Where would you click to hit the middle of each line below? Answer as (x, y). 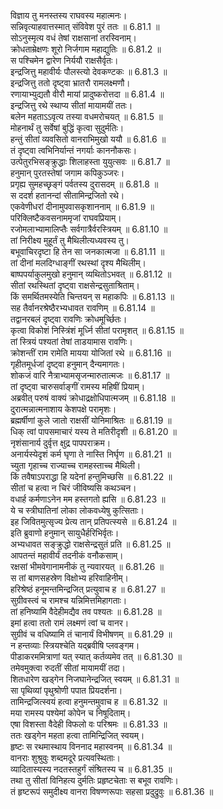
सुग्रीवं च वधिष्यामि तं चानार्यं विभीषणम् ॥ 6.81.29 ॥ (91, 634)
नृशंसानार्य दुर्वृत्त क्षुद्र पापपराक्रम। (61, 443)
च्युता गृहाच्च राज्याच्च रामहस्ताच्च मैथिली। (76, 465)
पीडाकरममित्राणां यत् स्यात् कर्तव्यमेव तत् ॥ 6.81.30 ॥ (96, 656)
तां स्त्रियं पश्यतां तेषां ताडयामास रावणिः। (71, 341)
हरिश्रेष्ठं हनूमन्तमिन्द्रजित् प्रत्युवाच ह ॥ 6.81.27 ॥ (87, 589)
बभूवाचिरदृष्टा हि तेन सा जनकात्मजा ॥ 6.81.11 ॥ (87, 251)
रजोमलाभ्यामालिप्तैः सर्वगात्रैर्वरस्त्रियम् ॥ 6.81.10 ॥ (89, 229)
